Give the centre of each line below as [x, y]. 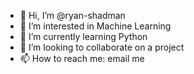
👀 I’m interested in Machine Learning [95, 26]
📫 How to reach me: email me [82, 58]
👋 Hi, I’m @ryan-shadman [72, 15]
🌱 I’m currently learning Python [83, 36]
